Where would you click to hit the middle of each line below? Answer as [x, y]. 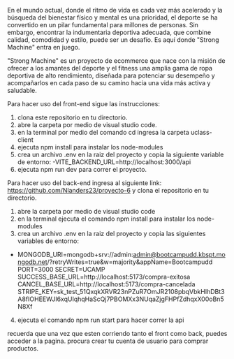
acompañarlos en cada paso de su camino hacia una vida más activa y [109, 83]
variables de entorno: [48, 241]
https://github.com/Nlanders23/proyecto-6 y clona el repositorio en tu [108, 190]
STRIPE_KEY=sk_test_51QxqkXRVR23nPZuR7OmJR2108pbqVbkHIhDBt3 [121, 292]
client [25, 140]
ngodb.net [32, 262]
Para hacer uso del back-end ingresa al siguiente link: [85, 183]
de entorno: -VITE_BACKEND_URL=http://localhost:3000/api [104, 162]
